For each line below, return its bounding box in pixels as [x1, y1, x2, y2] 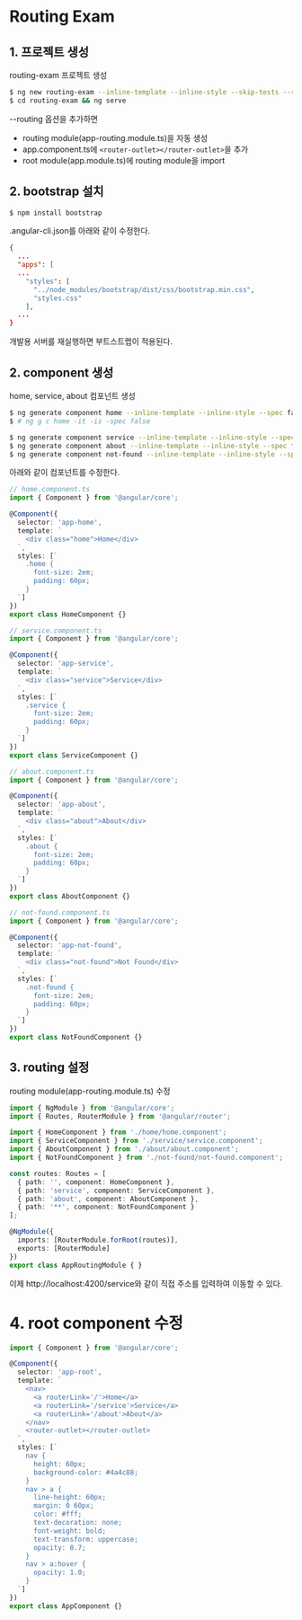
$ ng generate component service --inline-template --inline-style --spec [9, 433, 296, 442]
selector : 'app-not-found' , [17, 941, 123, 950]
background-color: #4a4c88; [32, 1467, 139, 1477]
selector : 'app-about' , [17, 800, 106, 810]
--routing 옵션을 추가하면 [9, 113, 99, 124]
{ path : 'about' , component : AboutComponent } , [17, 1194, 200, 1203]
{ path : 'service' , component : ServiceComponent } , [17, 1186, 216, 1195]
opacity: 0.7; [32, 1543, 87, 1552]
